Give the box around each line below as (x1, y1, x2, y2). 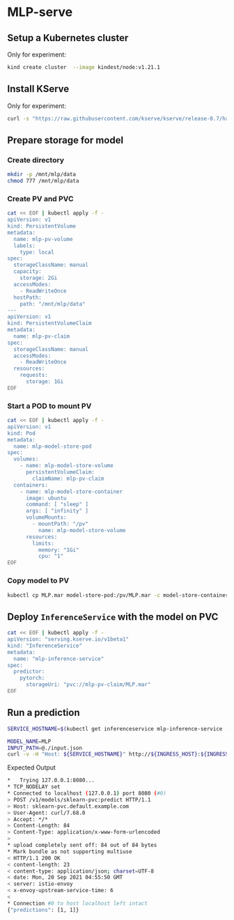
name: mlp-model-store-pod (13, 443, 92, 450)
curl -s (7, 115, 30, 122)
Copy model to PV (7, 576, 70, 586)
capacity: (13, 268, 42, 275)
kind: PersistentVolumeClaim (7, 320, 92, 327)
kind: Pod (7, 430, 36, 437)
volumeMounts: (25, 514, 68, 521)
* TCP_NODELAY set (7, 783, 61, 790)
